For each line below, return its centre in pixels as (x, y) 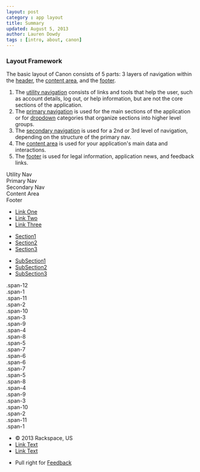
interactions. (30, 150)
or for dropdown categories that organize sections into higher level (98, 118)
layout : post (23, 12)
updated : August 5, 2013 (37, 29)
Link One (26, 212)
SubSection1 (30, 261)
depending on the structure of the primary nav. (73, 137)
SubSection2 (31, 267)
